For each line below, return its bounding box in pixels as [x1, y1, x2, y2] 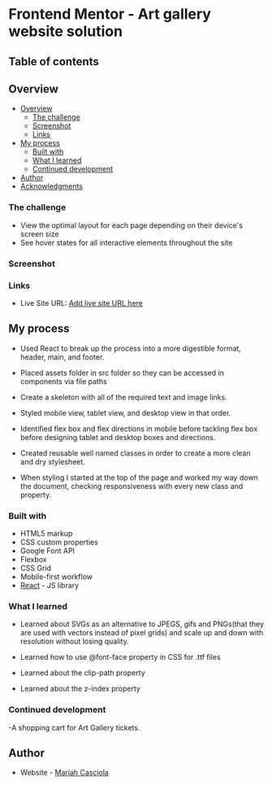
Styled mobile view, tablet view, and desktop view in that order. [19, 408, 231, 417]
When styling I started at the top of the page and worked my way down [19, 473, 258, 482]
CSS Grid [19, 563, 51, 573]
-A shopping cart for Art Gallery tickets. [8, 722, 140, 732]
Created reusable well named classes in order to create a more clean [19, 448, 251, 458]
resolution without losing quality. [19, 636, 129, 647]
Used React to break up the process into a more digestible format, [19, 343, 242, 353]
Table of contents [8, 55, 99, 68]
